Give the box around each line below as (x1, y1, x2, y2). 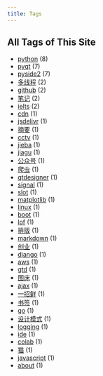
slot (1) (17, 188, 37, 196)
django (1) (17, 250, 47, 259)
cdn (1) (17, 109, 38, 118)
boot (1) (17, 210, 40, 219)
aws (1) (17, 257, 39, 267)
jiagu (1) (17, 148, 41, 156)
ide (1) (17, 330, 36, 339)
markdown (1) (17, 234, 57, 243)
